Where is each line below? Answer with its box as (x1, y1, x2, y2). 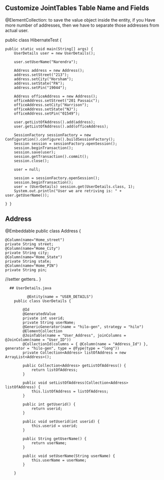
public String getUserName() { (23, 436, 87, 441)
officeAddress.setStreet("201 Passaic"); (14, 98, 100, 103)
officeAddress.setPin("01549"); (14, 111, 80, 116)
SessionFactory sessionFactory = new (14, 132, 91, 137)
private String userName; (23, 320, 76, 325)
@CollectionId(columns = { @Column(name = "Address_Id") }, (23, 341, 148, 346)
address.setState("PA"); (14, 81, 65, 86)
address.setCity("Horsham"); (14, 76, 74, 82)
